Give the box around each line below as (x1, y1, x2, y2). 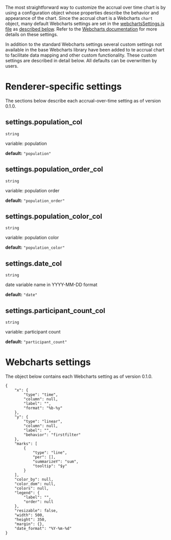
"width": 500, (14, 512, 44, 518)
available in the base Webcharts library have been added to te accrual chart (5, 47, 165, 53)
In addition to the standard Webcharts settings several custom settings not (5, 41, 162, 47)
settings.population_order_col (5, 165, 104, 174)
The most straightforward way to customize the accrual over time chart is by (5, 5, 166, 10)
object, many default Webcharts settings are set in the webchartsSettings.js (5, 20, 165, 27)
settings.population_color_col (5, 212, 103, 221)
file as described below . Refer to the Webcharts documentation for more (5, 26, 157, 32)
